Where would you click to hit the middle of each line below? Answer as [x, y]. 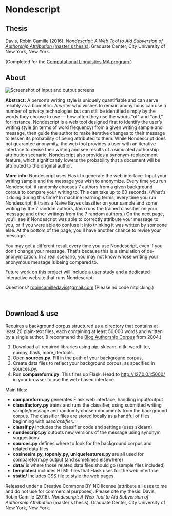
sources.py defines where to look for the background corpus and [82, 443]
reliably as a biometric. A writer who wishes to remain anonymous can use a [86, 105]
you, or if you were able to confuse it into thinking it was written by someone [86, 225]
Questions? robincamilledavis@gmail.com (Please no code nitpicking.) [80, 287]
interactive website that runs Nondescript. [50, 277]
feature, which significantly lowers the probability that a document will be [83, 160]
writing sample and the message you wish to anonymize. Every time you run [86, 181]
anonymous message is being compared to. [52, 262]
